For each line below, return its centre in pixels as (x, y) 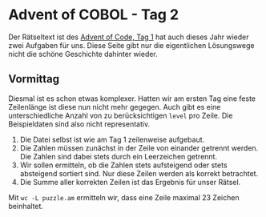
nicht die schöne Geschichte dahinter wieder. (83, 54)
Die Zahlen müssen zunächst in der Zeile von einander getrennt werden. (139, 148)
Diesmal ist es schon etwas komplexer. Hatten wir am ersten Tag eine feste (132, 98)
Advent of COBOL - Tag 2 (93, 15)
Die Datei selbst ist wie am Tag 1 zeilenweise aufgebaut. (112, 139)
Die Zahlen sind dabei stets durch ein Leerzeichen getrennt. (119, 156)
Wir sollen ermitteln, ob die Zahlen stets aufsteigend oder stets (123, 165)
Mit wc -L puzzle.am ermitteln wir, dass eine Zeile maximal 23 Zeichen (124, 197)
